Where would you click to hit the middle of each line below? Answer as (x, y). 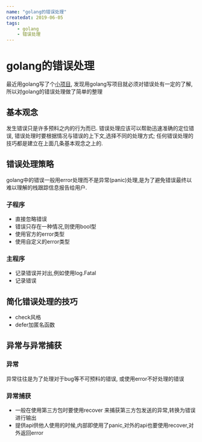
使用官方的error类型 (40, 234)
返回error (32, 433)
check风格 (28, 317)
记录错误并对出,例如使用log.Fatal (55, 273)
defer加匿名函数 (35, 325)
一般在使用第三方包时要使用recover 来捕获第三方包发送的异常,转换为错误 (105, 410)
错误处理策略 (30, 164)
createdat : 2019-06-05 (35, 18)
